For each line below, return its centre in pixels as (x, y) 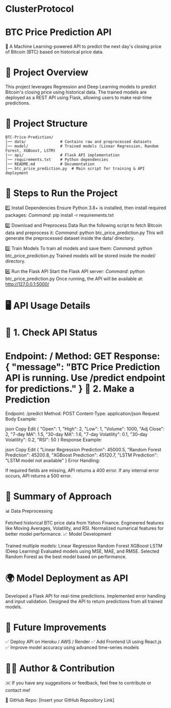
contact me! (18, 690)
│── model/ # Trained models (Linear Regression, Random (82, 146)
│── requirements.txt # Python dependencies (57, 159)
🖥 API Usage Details (48, 306)
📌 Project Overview (47, 73)
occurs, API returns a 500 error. (39, 476)
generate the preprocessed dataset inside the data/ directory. (70, 238)
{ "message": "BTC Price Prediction (83, 367)
